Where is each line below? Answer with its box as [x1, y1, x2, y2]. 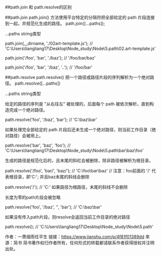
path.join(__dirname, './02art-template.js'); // [5, 41, 93, 46]
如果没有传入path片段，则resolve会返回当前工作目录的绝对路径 [5, 214, 131, 220]
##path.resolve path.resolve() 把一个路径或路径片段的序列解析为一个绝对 [5, 75, 150, 80]
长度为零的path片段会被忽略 [5, 195, 61, 200]
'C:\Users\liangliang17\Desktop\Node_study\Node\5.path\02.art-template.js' [5, 45, 156, 51]
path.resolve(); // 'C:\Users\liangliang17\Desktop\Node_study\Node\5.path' [5, 224, 154, 229]
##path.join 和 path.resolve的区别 [5, 4, 72, 10]
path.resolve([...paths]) [14, 80, 60, 86]
